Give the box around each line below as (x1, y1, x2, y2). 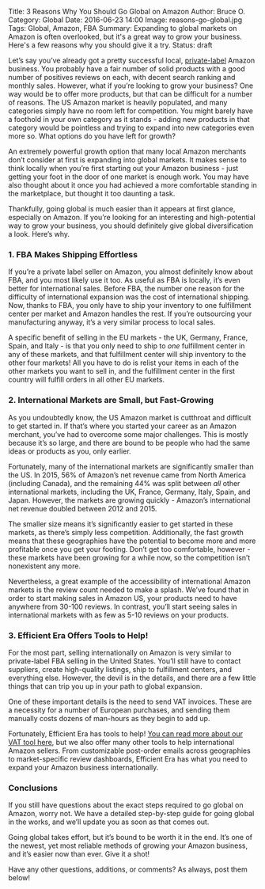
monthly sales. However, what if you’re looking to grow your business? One (8, 81, 254, 90)
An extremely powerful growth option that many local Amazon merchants (8, 146, 247, 156)
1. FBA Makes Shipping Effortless (8, 249, 138, 260)
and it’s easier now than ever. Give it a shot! (8, 849, 150, 859)
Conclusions (8, 782, 58, 793)
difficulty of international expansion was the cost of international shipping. (8, 292, 251, 302)
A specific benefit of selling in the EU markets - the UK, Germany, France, (8, 332, 248, 343)
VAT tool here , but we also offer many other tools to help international (8, 737, 235, 747)
